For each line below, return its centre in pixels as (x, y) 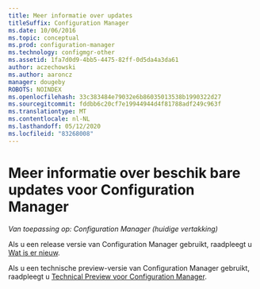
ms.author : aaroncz (40, 75)
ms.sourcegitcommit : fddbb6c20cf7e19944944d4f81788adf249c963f (115, 104)
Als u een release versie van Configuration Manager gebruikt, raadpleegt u (130, 244)
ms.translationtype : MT (48, 112)
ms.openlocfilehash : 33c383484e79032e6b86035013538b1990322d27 (115, 97)
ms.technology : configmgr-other (61, 52)
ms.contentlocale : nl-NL (49, 119)
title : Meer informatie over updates (71, 15)
